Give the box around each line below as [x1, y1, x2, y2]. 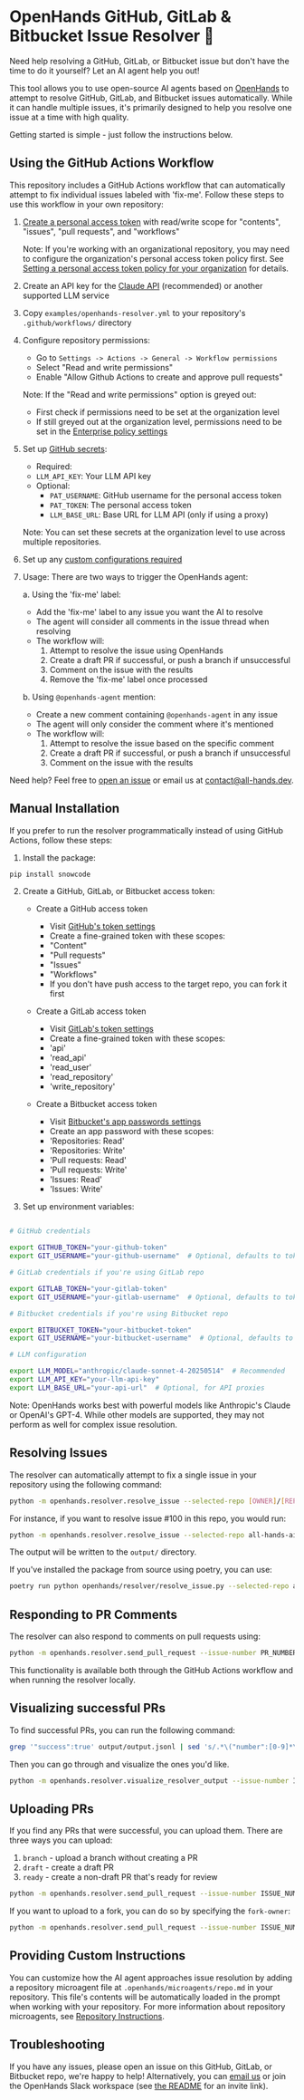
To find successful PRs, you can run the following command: [9, 1724, 235, 1736]
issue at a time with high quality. [9, 111, 129, 122]
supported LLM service [22, 290, 110, 301]
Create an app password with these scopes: [49, 1126, 214, 1137]
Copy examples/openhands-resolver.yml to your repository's [22, 307, 246, 318]
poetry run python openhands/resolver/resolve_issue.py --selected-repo [9, 1582, 290, 1591]
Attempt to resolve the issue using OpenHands [49, 645, 223, 656]
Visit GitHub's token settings [49, 921, 156, 932]
